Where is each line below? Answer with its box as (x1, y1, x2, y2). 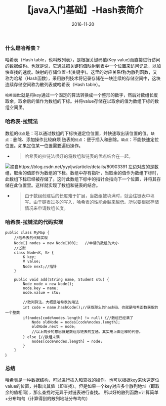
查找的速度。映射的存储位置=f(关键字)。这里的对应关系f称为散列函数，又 (9, 69, 157, 75)
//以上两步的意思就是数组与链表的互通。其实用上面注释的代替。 (31, 329, 143, 334)
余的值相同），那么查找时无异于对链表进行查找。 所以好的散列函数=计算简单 (5, 389, 159, 396)
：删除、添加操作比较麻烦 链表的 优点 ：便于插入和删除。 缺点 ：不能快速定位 (8, 136, 159, 142)
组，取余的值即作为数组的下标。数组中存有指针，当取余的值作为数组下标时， (5, 170, 161, 176)
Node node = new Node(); (23, 281, 74, 286)
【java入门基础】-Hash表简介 (22, 4, 144, 16)
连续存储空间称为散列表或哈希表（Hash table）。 (5, 82, 103, 88)
